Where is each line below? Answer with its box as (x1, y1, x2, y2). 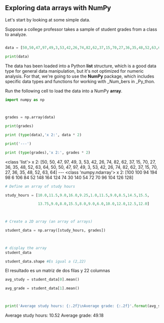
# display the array (5, 245, 47, 250)
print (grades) (5, 124, 34, 129)
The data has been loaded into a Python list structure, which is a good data (5, 63, 157, 69)
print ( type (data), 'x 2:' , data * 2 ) (5, 133, 82, 138)
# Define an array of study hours (5, 184, 76, 189)
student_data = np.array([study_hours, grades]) (5, 228, 106, 233)
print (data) (5, 54, 29, 59)
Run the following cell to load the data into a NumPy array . (5, 88, 123, 94)
